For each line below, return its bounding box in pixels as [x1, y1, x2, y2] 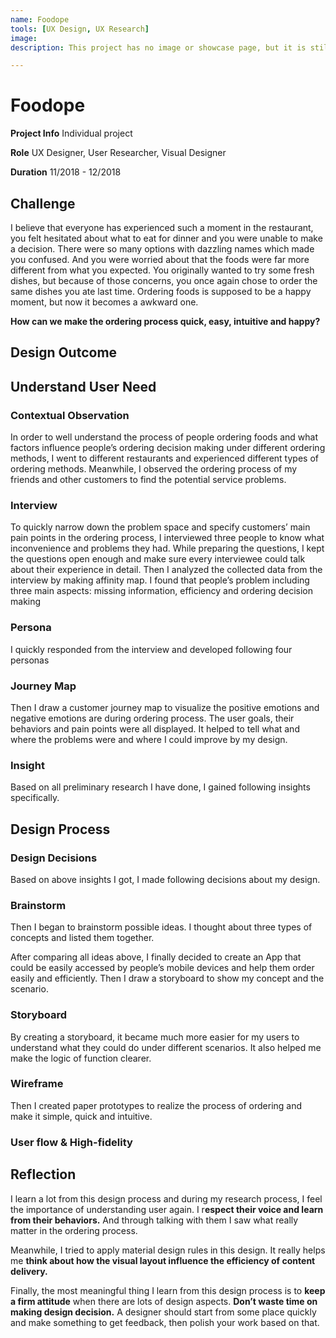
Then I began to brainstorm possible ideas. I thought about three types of [10, 921, 313, 933]
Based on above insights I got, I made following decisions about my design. [10, 873, 321, 885]
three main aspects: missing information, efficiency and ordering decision [10, 585, 314, 597]
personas [10, 654, 50, 666]
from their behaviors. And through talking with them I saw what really [10, 1214, 299, 1226]
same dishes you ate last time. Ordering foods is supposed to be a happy [10, 286, 312, 297]
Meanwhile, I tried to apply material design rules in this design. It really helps [10, 1244, 326, 1256]
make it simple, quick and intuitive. [10, 1110, 153, 1122]
